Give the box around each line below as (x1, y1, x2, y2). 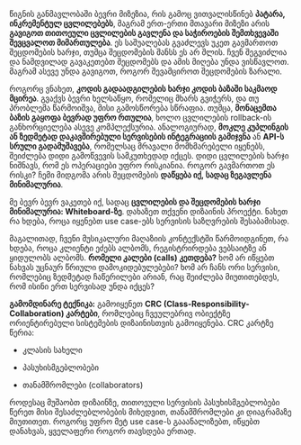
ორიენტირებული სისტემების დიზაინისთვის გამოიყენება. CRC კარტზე (9, 318, 274, 328)
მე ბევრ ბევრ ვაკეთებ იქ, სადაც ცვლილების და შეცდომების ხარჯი (9, 196, 261, 207)
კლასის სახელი (22, 345, 83, 355)
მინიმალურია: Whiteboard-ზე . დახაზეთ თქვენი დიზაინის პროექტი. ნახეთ (9, 206, 288, 216)
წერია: (9, 327, 34, 338)
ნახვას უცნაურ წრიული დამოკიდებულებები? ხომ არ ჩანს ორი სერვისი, (9, 262, 280, 272)
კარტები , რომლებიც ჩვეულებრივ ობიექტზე (66, 308, 231, 319)
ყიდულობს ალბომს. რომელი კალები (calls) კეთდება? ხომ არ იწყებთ (9, 252, 275, 263)
